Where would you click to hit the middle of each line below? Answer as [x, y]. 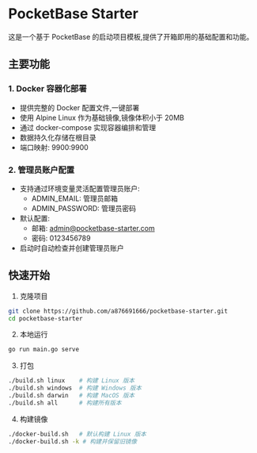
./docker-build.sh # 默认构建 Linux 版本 [77, 434]
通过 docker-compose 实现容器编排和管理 [88, 127]
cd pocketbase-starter [45, 318]
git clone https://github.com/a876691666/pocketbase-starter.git [118, 311]
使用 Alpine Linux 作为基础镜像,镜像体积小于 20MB [102, 117]
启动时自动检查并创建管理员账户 [72, 248]
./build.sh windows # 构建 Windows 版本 [75, 388]
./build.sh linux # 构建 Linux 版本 [72, 381]
